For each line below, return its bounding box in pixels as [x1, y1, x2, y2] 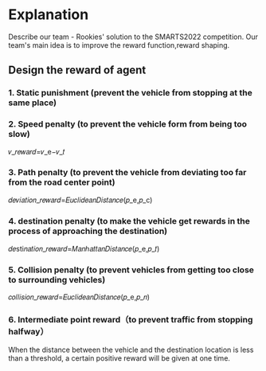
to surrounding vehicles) [8, 275, 106, 286]
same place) [8, 97, 57, 108]
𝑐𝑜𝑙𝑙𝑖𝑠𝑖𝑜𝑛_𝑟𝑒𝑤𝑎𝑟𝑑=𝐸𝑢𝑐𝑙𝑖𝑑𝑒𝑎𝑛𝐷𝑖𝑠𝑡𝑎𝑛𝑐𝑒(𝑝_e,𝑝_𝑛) [8, 292, 150, 302]
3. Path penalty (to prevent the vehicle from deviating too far [8, 167, 247, 178]
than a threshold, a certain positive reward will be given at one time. [8, 353, 231, 363]
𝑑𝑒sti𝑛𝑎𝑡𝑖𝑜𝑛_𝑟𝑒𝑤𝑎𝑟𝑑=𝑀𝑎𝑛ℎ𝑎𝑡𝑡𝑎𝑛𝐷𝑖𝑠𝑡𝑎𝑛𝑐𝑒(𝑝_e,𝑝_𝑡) [8, 244, 160, 254]
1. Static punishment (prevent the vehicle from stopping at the [8, 88, 252, 99]
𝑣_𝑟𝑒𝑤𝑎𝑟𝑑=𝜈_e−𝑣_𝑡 [8, 146, 65, 156]
